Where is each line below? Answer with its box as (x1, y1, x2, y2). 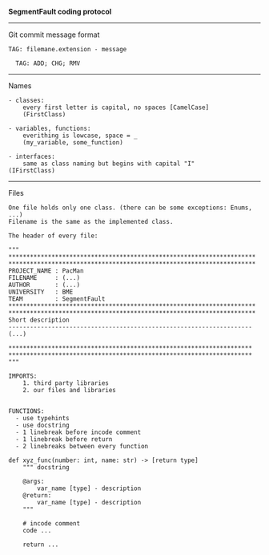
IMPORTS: (8, 372, 38, 380)
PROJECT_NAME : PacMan (8, 267, 84, 275)
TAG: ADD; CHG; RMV (15, 59, 81, 67)
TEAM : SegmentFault (8, 295, 106, 303)
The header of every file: (8, 232, 98, 240)
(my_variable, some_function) (22, 139, 124, 147)
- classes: (8, 96, 45, 104)
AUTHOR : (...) (8, 281, 81, 289)
